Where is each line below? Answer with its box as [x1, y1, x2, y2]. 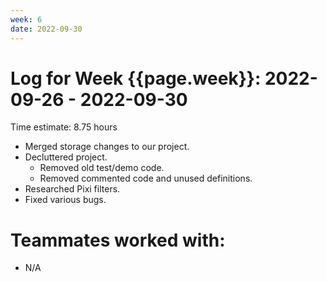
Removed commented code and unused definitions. [39, 172, 253, 185]
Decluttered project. [24, 151, 108, 163]
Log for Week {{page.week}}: [10, 67, 262, 90]
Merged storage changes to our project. [24, 141, 190, 153]
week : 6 [10, 14, 43, 25]
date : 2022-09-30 [10, 24, 83, 34]
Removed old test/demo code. [39, 162, 165, 174]
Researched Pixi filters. [24, 183, 121, 195]
